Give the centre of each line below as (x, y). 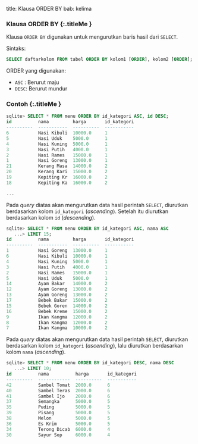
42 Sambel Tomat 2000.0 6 (58, 385)
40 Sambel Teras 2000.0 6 (58, 390)
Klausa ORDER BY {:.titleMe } (49, 24)
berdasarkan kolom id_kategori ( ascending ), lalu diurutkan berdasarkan (95, 346)
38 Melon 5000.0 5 (58, 418)
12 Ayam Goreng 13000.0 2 (57, 289)
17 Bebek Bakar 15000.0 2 (57, 301)
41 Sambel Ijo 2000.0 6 (58, 396)
